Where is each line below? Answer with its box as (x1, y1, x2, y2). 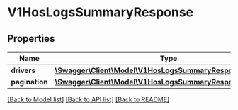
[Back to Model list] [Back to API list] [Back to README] (7, 95, 170, 104)
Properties (7, 33, 55, 45)
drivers (11, 65, 36, 75)
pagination (11, 77, 48, 87)
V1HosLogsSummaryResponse (7, 4, 194, 21)
